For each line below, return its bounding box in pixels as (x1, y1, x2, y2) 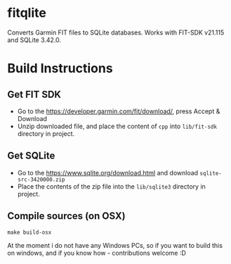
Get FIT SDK (7, 88, 62, 100)
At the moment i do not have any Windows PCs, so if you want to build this (7, 241, 223, 249)
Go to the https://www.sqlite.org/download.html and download (17, 168, 199, 177)
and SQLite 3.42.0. (7, 35, 62, 44)
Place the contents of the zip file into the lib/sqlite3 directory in (17, 182, 206, 191)
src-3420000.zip (17, 176, 65, 183)
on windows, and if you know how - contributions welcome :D (7, 249, 186, 257)
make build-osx (7, 229, 52, 236)
